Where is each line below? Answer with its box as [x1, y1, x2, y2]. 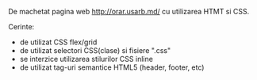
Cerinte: [8, 22, 35, 31]
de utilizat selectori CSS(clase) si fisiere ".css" [19, 46, 171, 55]
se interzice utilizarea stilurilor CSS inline [19, 55, 153, 63]
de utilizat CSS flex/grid [19, 37, 98, 47]
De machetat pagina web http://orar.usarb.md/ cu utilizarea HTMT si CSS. [8, 7, 250, 16]
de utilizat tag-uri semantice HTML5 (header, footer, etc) [19, 63, 205, 72]
